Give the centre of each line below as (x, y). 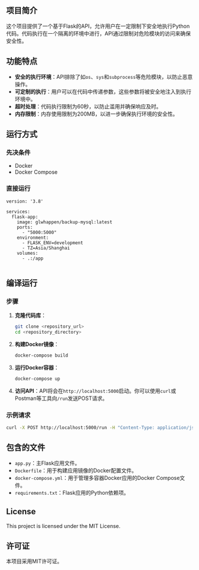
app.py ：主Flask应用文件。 (47, 463)
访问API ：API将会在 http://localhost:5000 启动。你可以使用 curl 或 (95, 390)
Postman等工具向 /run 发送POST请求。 (61, 398)
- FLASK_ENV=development (52, 243)
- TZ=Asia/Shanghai (46, 248)
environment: (33, 238)
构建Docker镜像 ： (37, 344)
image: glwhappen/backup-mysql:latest (65, 222)
